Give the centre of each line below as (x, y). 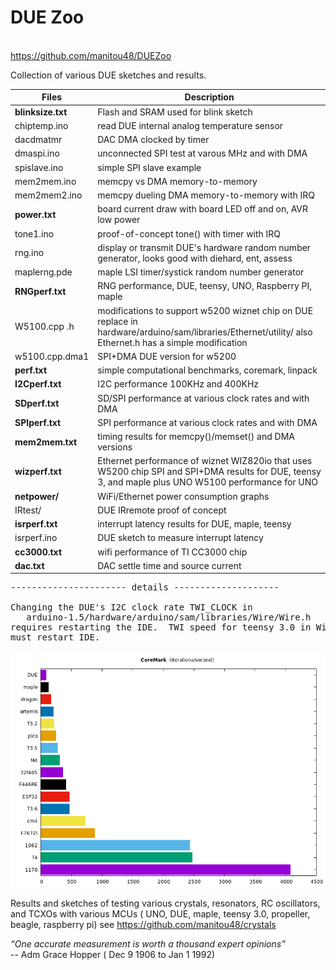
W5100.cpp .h (44, 327)
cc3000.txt (38, 552)
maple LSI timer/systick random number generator (201, 272)
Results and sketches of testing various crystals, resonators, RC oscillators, (165, 903)
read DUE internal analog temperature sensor (190, 125)
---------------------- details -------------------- (145, 587)
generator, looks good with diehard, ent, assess (195, 258)
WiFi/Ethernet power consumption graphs (183, 496)
